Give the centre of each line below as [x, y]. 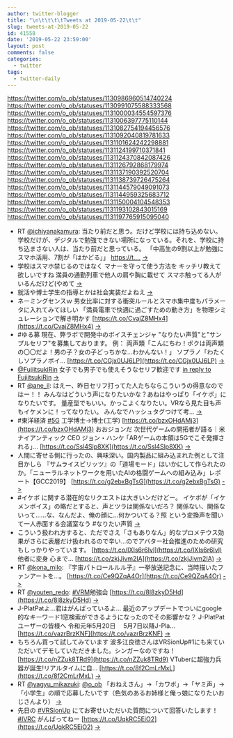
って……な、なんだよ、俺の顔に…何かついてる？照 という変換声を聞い [123, 515]
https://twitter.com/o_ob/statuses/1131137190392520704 [88, 172]
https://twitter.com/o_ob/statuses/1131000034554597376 [89, 113]
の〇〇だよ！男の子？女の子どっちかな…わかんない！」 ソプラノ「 [112, 352]
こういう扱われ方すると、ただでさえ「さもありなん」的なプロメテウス [118, 533]
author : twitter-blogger [43, 14]
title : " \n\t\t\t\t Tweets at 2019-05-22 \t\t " [74, 20]
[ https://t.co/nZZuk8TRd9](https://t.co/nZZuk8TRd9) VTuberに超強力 [116, 659]
